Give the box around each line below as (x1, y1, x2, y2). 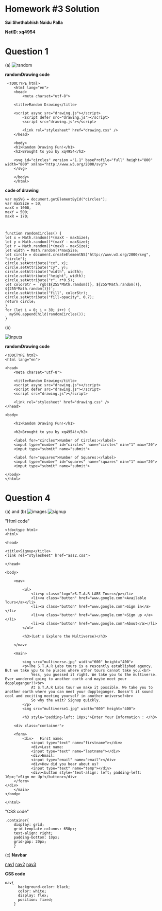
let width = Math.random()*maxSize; (5, 248, 79, 253)
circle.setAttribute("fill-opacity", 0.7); (5, 294, 95, 300)
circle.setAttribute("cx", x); (5, 260, 68, 266)
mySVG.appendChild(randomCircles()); (9, 311, 86, 317)
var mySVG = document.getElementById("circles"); (5, 197, 108, 201)
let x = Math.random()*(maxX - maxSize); (5, 235, 90, 240)
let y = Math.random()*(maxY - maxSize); (5, 239, 90, 244)
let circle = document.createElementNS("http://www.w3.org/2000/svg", (5, 252, 151, 257)
